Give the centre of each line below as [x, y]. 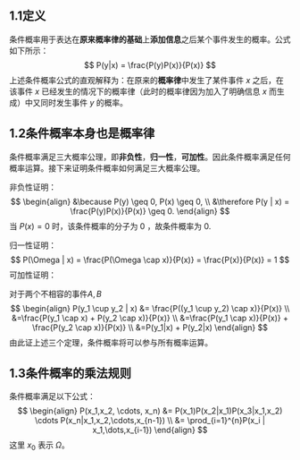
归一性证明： [33, 245]
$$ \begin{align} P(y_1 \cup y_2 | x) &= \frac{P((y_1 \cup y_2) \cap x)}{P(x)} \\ [150, 308]
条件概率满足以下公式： [52, 396]
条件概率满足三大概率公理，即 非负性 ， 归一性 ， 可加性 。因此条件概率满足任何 [150, 157]
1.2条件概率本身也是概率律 [82, 134]
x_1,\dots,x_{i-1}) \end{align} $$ [150, 430]
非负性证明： [33, 187]
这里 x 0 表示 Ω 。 [39, 446]
